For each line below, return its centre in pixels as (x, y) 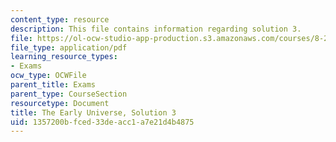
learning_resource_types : (64, 57)
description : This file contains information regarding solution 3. (156, 29)
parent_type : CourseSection (69, 94)
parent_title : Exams (53, 85)
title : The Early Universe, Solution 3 (93, 112)
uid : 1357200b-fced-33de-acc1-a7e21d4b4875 (102, 122)
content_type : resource (60, 19)
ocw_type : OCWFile (48, 76)
